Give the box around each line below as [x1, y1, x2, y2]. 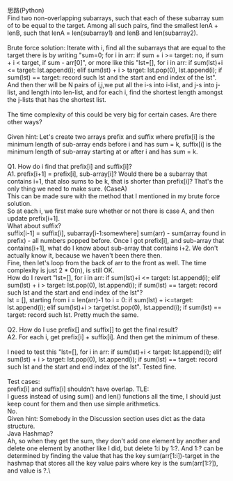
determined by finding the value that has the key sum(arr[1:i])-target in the [7, 452, 220, 459]
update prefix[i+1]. [7, 214, 61, 222]
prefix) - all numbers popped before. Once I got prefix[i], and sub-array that [7, 237, 225, 244]
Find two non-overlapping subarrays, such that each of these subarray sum [7, 14, 224, 22]
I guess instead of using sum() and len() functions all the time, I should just [7, 392, 221, 400]
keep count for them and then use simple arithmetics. [7, 400, 161, 408]
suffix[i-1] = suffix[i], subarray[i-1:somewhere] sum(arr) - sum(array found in [7, 229, 226, 237]
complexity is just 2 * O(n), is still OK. [7, 266, 115, 274]
